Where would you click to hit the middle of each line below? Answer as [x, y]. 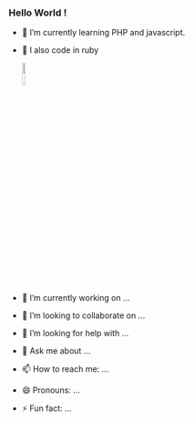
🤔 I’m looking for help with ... [75, 334]
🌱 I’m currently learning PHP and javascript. [103, 33]
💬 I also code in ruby [60, 50]
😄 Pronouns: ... [51, 390]
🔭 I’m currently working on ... [76, 298]
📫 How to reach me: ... [65, 369]
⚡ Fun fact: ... [46, 408]
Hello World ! [38, 13]
